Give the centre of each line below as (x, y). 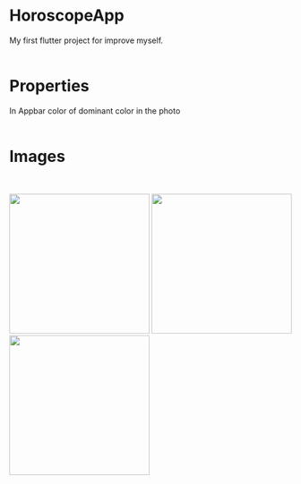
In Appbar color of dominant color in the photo (95, 110)
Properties (49, 86)
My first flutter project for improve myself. (86, 40)
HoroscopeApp (67, 16)
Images (37, 157)
